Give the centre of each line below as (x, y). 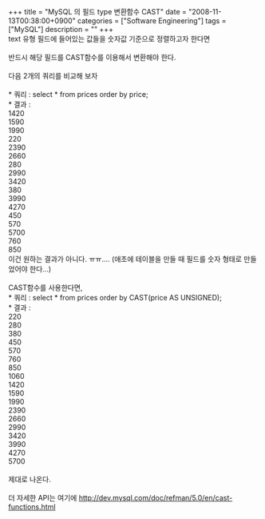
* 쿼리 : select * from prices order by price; (79, 94)
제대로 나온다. (30, 479)
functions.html (32, 507)
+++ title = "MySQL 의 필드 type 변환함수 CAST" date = (98, 12)
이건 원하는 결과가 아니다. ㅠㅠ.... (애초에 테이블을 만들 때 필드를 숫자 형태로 (125, 259)
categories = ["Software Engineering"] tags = (152, 21)
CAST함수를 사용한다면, (45, 288)
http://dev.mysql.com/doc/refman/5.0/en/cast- (156, 498)
